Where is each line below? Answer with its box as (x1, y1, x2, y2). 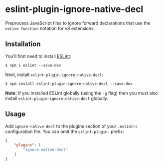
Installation (5, 40, 41, 48)
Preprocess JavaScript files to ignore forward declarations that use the (5, 20, 151, 26)
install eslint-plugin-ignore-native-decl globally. (5, 95, 109, 101)
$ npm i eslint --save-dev (5, 62, 61, 68)
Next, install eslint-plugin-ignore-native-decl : (5, 71, 104, 77)
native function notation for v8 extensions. (5, 25, 95, 31)
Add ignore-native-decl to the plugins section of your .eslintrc (5, 123, 138, 129)
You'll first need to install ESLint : (5, 53, 71, 59)
